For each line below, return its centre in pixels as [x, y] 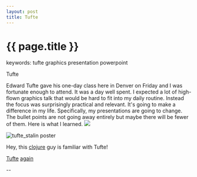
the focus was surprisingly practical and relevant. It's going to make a [91, 105]
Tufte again [20, 159]
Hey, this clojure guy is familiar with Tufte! [57, 147]
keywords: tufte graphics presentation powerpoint [67, 63]
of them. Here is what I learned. [45, 124]
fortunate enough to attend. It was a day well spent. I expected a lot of [92, 92]
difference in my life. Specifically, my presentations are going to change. [94, 111]
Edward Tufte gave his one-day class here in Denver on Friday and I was [94, 86]
